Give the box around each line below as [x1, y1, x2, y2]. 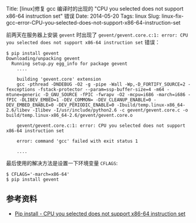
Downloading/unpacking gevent [6, 55, 81, 61]
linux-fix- [161, 12, 184, 19]
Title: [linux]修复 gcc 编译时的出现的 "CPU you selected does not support [6, 5, 184, 12]
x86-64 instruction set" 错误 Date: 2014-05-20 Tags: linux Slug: [6, 12, 161, 19]
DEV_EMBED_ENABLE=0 [6, 102, 54, 108]
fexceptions [6, 87, 35, 93]
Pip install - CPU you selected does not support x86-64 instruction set [14, 210, 186, 217]
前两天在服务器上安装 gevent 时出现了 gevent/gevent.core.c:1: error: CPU [6, 31, 188, 38]
